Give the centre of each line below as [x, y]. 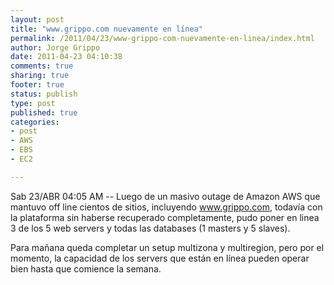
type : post [33, 103]
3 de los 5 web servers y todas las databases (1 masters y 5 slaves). [150, 228]
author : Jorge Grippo [55, 47]
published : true [44, 112]
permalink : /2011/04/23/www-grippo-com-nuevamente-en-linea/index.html [162, 38]
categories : [35, 122]
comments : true [42, 66]
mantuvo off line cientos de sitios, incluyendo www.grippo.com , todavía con [166, 207]
